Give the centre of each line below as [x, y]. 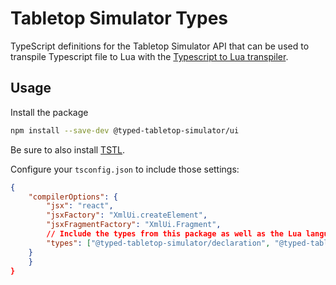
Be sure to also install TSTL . [68, 149]
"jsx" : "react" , [80, 206]
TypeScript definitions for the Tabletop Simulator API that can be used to [160, 46]
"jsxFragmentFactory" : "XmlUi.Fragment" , [134, 225]
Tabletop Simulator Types [119, 18]
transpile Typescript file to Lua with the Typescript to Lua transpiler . [149, 56]
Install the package [49, 112]
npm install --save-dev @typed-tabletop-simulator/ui [125, 130]
